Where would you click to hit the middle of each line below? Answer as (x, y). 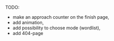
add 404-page (28, 33)
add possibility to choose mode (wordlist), (56, 28)
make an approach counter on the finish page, (61, 17)
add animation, (28, 23)
